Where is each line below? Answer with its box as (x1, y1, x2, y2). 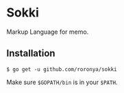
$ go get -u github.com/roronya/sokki (6, 65, 117, 73)
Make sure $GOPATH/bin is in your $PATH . (6, 78, 118, 86)
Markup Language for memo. (6, 28, 89, 36)
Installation (6, 48, 55, 59)
